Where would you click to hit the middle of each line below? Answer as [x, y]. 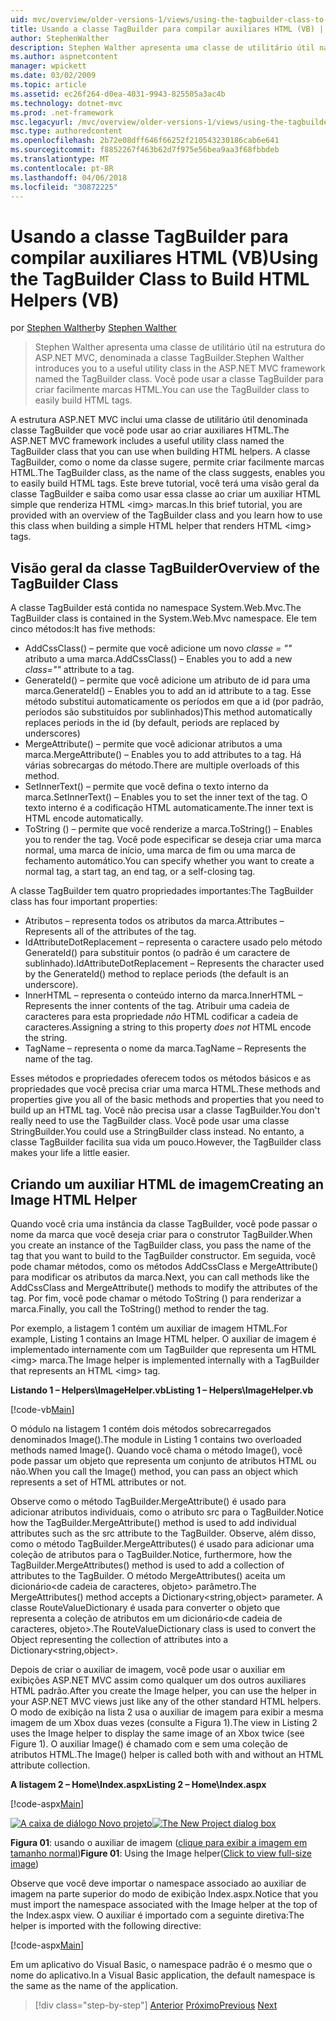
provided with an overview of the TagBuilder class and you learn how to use [166, 515]
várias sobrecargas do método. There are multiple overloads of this [162, 765]
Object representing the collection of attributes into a [119, 1639]
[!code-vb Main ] [42, 1409]
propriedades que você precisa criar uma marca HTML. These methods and [165, 1089]
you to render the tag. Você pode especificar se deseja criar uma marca [173, 840]
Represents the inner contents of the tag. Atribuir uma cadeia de [157, 1006]
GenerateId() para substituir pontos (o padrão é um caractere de [157, 953]
